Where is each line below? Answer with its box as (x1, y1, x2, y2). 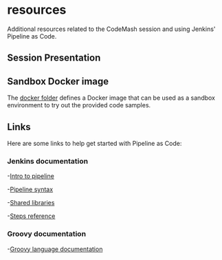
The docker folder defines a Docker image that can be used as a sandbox (7, 94, 215, 102)
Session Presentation (7, 52, 101, 64)
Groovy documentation (7, 229, 87, 239)
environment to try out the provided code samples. (7, 101, 151, 109)
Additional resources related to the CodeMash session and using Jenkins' (7, 25, 216, 33)
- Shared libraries (7, 199, 55, 207)
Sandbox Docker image (7, 75, 109, 87)
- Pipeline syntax (7, 185, 54, 194)
